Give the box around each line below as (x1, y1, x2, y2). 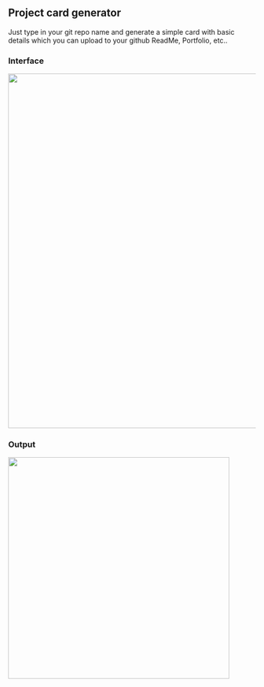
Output (8, 439, 36, 450)
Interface (8, 55, 45, 66)
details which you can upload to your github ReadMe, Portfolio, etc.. (8, 35, 228, 45)
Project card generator (8, 6, 122, 20)
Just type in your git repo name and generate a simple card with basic (8, 27, 235, 36)
